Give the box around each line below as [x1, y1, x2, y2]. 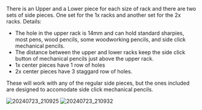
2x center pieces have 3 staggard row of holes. [14, 68, 133, 75]
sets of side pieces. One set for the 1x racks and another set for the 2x [6, 11, 181, 19]
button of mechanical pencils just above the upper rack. [14, 55, 154, 62]
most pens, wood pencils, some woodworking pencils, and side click [14, 36, 186, 43]
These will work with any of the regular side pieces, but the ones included [6, 79, 190, 87]
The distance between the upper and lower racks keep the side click [14, 49, 186, 56]
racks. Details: [6, 18, 42, 25]
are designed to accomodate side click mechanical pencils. [6, 86, 154, 93]
